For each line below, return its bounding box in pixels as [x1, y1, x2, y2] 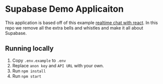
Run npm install [12, 68, 46, 74]
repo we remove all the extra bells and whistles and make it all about [5, 25, 143, 30]
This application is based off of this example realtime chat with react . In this [5, 20, 158, 26]
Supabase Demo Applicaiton [5, 3, 124, 15]
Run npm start [12, 73, 42, 79]
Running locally [5, 44, 54, 53]
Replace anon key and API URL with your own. [12, 62, 104, 68]
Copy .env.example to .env [12, 57, 66, 63]
